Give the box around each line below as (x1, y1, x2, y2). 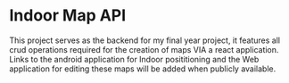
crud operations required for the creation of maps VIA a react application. (9, 44, 279, 54)
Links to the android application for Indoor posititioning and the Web (9, 54, 260, 64)
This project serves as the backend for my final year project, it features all (9, 35, 281, 46)
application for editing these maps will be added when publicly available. (9, 63, 277, 74)
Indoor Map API (9, 5, 127, 26)
